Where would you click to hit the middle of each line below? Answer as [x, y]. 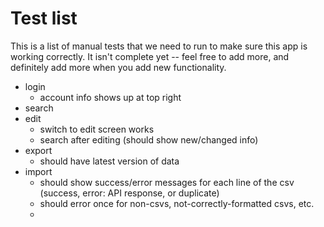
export [38, 150]
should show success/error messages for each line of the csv [167, 182]
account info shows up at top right [110, 97]
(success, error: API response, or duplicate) [129, 193]
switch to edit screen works [97, 129]
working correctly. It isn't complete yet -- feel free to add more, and [150, 56]
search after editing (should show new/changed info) [149, 139]
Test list [44, 18]
